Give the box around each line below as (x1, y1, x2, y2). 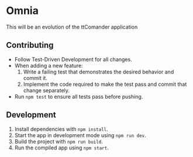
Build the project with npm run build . (14, 138, 104, 145)
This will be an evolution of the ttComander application (6, 23, 138, 30)
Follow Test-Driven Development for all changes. (14, 55, 133, 62)
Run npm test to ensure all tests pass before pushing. (14, 93, 143, 100)
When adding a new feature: (14, 62, 83, 69)
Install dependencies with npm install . (14, 125, 108, 132)
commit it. (23, 74, 48, 81)
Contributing (6, 40, 54, 50)
